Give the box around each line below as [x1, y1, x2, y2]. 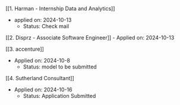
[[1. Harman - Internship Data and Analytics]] [5, 5, 115, 12]
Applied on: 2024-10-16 [14, 86, 72, 93]
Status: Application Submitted [23, 93, 96, 99]
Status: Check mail [23, 23, 70, 29]
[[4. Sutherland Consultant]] [5, 75, 75, 81]
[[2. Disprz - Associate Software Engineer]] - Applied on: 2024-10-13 [5, 34, 175, 41]
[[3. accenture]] [5, 45, 44, 52]
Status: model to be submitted [23, 63, 97, 70]
